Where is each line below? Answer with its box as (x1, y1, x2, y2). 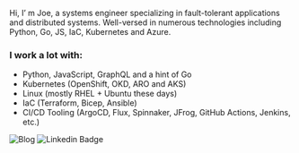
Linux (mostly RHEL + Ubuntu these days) (22, 89, 178, 99)
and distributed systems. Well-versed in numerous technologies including (9, 17, 282, 28)
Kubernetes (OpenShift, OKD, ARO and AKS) (22, 79, 187, 89)
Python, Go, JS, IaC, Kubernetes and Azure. (9, 27, 171, 37)
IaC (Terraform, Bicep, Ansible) (22, 98, 137, 108)
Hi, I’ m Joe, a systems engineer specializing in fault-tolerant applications (9, 8, 280, 18)
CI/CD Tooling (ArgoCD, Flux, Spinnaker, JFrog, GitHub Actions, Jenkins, (22, 107, 291, 118)
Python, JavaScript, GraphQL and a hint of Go (22, 69, 192, 80)
